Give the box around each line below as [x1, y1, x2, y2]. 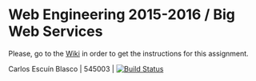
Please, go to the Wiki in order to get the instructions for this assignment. [8, 48, 250, 58]
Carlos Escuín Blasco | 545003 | [8, 64, 114, 73]
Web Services [8, 22, 103, 40]
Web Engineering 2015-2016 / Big [8, 6, 236, 24]
